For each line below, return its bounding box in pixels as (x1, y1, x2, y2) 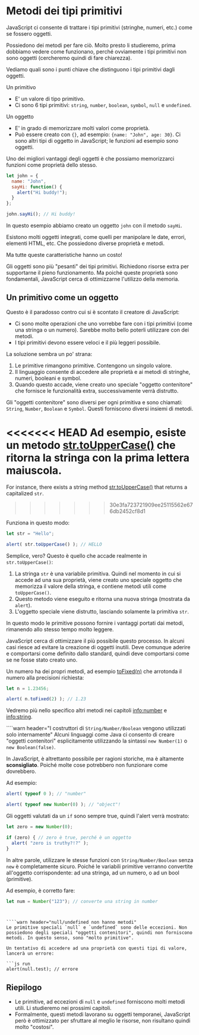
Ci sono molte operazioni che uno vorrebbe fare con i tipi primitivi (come (14, 320, 192, 327)
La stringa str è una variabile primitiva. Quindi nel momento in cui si (14, 570, 181, 577)
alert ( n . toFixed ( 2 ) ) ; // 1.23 (6, 696, 86, 702)
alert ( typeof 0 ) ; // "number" (6, 791, 86, 797)
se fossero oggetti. (6, 30, 52, 37)
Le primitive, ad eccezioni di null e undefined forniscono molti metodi (14, 998, 185, 1005)
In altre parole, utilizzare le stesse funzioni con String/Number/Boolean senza (6, 856, 194, 863)
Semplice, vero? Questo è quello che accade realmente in (6, 552, 147, 559)
